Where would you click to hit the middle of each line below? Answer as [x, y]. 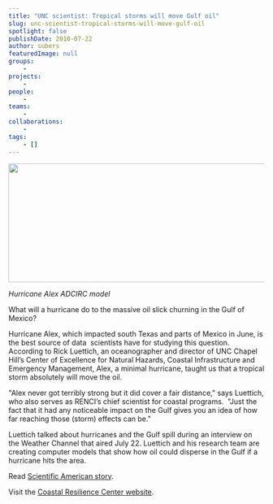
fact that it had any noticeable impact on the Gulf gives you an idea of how [133, 410]
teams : [19, 106]
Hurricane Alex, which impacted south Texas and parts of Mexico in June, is [136, 333]
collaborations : [36, 122]
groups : [22, 62]
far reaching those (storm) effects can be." [80, 419]
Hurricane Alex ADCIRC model [59, 293]
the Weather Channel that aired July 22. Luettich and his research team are [134, 443]
